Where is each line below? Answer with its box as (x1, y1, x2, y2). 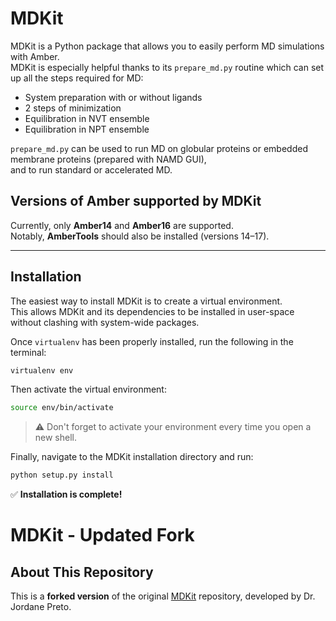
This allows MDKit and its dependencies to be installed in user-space (10, 305, 295, 317)
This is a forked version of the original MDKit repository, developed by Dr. (10, 590, 316, 602)
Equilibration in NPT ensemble (24, 123, 150, 135)
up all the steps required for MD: (10, 72, 144, 84)
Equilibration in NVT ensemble (24, 112, 150, 124)
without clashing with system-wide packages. (10, 316, 200, 328)
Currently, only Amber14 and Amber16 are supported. (10, 219, 234, 231)
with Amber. (10, 50, 60, 62)
